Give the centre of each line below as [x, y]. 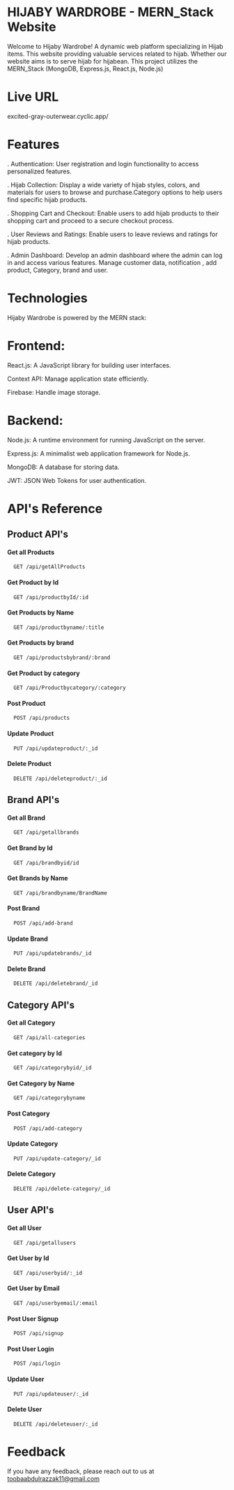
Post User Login [31, 1349]
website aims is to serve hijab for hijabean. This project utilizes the [103, 61]
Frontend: [36, 346]
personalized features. [39, 171]
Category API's [41, 1005]
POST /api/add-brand [43, 923]
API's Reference [55, 508]
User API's [31, 1210]
